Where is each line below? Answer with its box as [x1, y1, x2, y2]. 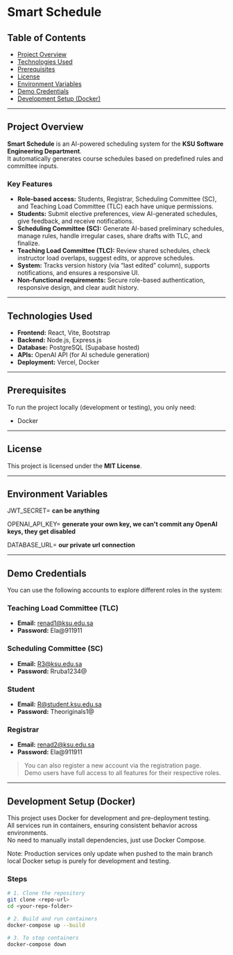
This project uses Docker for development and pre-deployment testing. [7, 814, 211, 822]
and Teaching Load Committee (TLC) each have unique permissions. [17, 202, 214, 210]
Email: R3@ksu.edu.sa [17, 659, 83, 667]
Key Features [7, 178, 53, 188]
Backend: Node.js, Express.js [17, 335, 102, 344]
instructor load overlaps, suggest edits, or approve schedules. [17, 254, 195, 263]
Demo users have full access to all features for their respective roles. [24, 769, 221, 777]
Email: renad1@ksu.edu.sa [17, 619, 94, 627]
